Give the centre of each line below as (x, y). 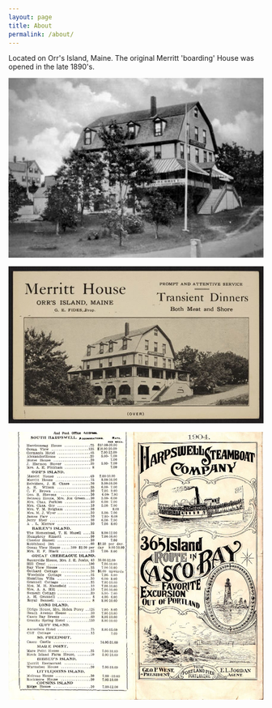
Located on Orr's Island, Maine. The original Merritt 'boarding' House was (132, 58)
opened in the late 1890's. (51, 67)
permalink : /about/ (41, 34)
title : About (30, 26)
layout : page (30, 17)
